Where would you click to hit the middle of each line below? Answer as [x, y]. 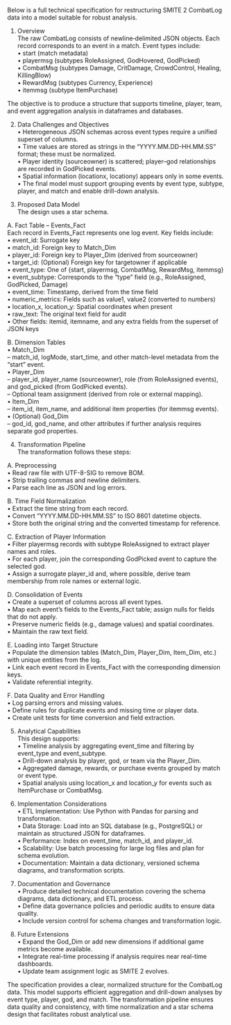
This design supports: [48, 738]
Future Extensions [43, 934]
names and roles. [32, 551]
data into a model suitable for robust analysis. [72, 17]
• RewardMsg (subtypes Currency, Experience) [85, 82]
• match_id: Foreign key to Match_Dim [62, 247]
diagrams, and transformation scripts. [71, 870]
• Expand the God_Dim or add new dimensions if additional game [111, 941]
